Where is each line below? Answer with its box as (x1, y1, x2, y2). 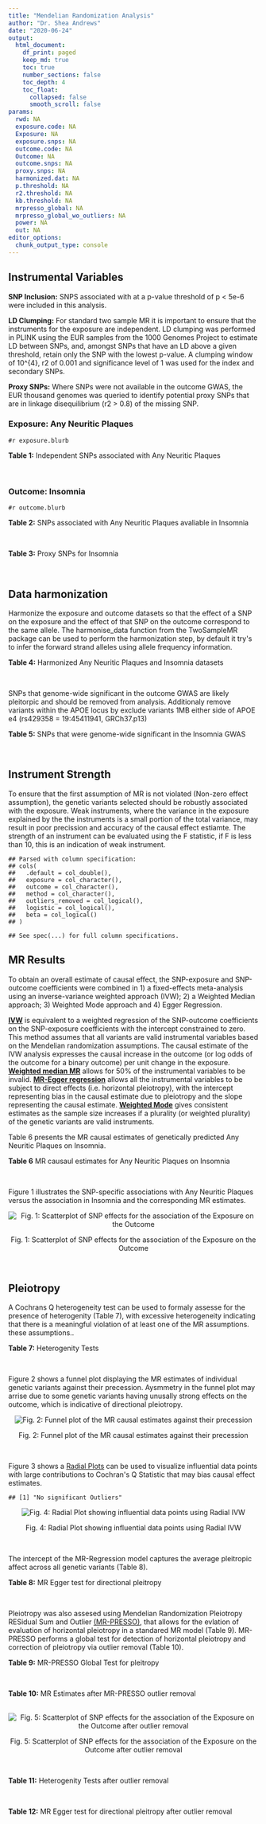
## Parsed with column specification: (8, 855, 137, 863)
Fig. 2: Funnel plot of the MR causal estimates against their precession (18, 1431, 249, 1440)
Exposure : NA (15, 130, 59, 138)
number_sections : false (22, 71, 102, 79)
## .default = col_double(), (8, 869, 112, 877)
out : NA (15, 226, 41, 235)
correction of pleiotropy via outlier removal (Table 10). (8, 1642, 184, 1652)
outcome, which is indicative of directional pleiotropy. (8, 1400, 183, 1409)
